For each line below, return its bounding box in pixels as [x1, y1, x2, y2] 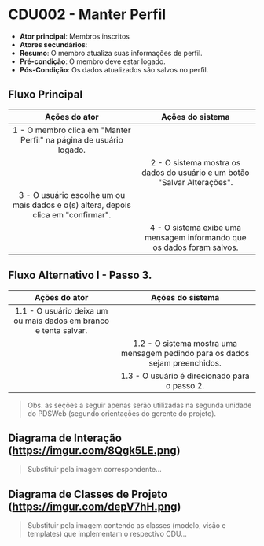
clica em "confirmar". [32, 209, 112, 220]
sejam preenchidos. [148, 357, 222, 368]
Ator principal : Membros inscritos [19, 32, 130, 41]
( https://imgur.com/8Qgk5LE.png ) [8, 444, 181, 457]
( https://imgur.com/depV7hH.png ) [8, 500, 181, 513]
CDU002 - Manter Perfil [8, 6, 167, 24]
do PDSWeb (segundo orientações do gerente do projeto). [27, 408, 217, 418]
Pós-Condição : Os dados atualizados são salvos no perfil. [19, 65, 209, 74]
